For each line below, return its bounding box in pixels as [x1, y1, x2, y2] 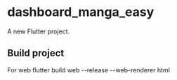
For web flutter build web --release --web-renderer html [7, 65, 170, 74]
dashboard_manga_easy [7, 4, 155, 20]
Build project [7, 47, 65, 59]
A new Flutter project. [7, 27, 70, 35]
